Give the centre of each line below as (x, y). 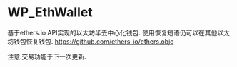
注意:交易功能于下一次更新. (47, 56)
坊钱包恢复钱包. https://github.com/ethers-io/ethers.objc (91, 41)
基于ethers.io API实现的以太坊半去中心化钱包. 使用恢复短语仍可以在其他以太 (118, 32)
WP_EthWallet (50, 12)
